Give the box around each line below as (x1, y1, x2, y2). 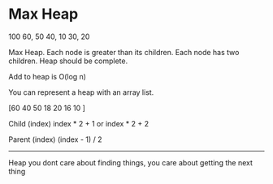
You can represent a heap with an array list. (8, 87, 154, 97)
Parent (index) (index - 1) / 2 (8, 135, 103, 144)
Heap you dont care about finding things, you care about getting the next (8, 157, 253, 167)
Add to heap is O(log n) (8, 71, 87, 81)
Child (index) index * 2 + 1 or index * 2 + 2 (8, 118, 149, 128)
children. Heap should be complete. (8, 56, 128, 66)
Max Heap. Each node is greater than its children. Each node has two (8, 47, 240, 57)
